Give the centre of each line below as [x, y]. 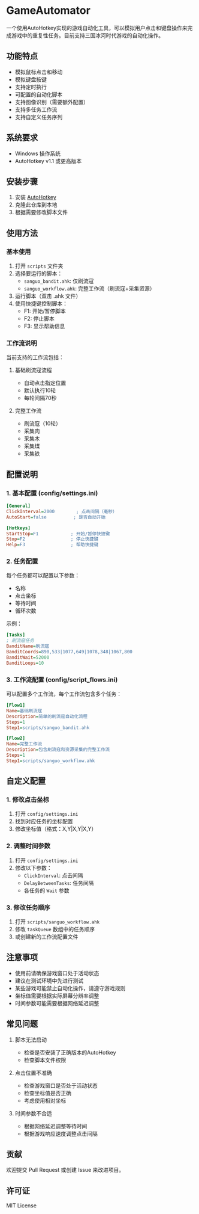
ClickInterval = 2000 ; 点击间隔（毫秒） [62, 511]
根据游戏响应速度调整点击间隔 [61, 1133]
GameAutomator [49, 11]
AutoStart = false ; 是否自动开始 [56, 517]
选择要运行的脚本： [39, 274]
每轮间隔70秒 [40, 398]
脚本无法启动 [31, 1040]
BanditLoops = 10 [25, 663]
